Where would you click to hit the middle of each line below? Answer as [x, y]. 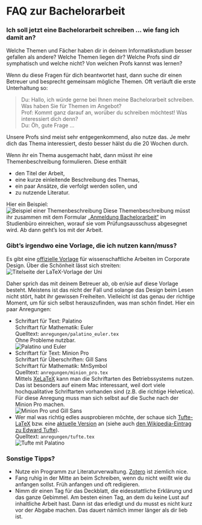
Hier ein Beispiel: [27, 204]
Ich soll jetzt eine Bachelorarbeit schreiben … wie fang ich [93, 30]
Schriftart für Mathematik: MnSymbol [61, 366]
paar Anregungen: [29, 309]
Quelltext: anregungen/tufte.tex [55, 436]
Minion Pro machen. [40, 404]
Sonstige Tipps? [31, 459]
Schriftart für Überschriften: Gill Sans [61, 359]
